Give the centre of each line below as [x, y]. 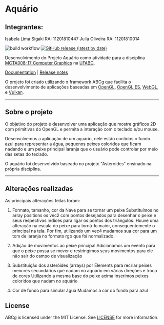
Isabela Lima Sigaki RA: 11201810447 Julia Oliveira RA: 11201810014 [72, 39]
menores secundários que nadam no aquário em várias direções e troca [84, 270]
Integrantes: [24, 27]
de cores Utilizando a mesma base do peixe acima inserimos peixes [80, 276]
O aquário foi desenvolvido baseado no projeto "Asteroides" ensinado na [78, 163]
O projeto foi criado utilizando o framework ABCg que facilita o [68, 82]
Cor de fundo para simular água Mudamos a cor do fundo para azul [80, 290]
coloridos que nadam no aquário [45, 281]
